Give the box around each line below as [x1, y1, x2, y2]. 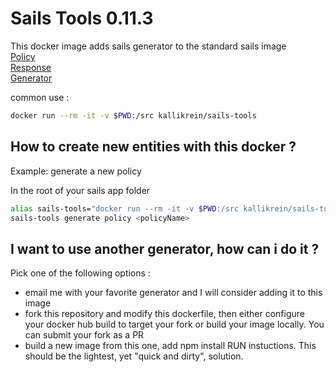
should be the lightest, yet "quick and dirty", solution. [24, 350, 244, 362]
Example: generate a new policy [10, 165, 142, 177]
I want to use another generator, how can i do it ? [10, 240, 320, 257]
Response [10, 61, 52, 73]
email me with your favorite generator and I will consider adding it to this [24, 287, 323, 299]
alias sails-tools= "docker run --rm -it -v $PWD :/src [10, 203, 240, 214]
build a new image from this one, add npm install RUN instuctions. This [24, 340, 317, 352]
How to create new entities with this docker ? [10, 138, 297, 156]
